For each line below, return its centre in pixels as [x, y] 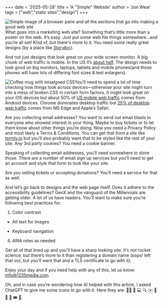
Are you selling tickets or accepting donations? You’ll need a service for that [81, 173]
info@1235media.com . [27, 275]
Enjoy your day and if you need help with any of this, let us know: [70, 270]
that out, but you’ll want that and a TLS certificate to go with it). [68, 260]
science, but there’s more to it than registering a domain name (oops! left [78, 255]
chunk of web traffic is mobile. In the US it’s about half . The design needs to [81, 62]
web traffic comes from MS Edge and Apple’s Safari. [57, 108]
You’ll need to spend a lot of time [108, 82]
